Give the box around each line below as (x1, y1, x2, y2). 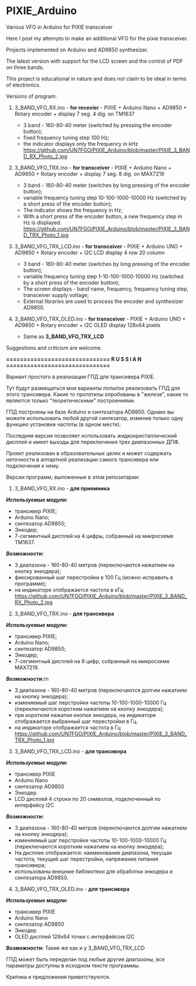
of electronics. (6, 81, 41, 88)
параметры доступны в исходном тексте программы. (6, 962, 140, 969)
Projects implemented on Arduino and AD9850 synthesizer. (6, 46, 149, 53)
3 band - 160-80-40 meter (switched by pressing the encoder (23, 121, 172, 128)
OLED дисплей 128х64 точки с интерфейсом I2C (14, 933, 135, 940)
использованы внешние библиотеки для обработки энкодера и (14, 868, 173, 875)
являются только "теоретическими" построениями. (6, 397, 136, 404)
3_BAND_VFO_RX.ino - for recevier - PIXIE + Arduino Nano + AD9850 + (14, 104, 187, 111)
